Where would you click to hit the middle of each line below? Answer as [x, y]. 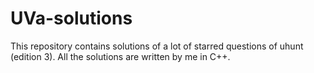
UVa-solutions [71, 18]
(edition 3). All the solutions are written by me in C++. [120, 56]
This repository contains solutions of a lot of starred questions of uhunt [157, 46]
